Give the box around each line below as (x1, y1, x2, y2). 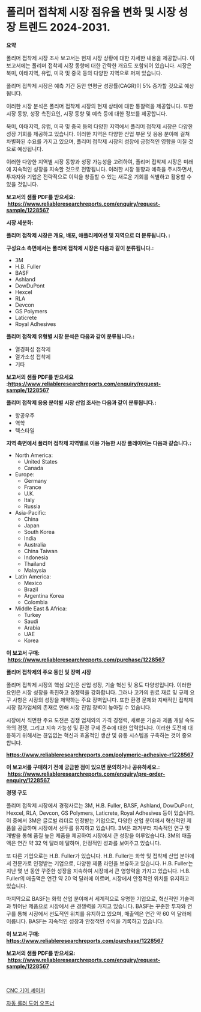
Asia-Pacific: (14, 509, 47, 516)
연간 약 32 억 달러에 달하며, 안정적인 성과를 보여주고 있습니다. (17, 839, 161, 847)
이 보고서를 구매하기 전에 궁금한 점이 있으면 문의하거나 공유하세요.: (6, 763, 160, 770)
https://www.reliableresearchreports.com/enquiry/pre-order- (7, 770, 166, 777)
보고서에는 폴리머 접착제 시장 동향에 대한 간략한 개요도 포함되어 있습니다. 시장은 (6, 61, 192, 69)
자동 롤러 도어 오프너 (6, 999, 55, 1007)
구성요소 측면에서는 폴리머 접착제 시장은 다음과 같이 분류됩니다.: (6, 244, 154, 251)
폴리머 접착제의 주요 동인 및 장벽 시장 (6, 668, 91, 675)
